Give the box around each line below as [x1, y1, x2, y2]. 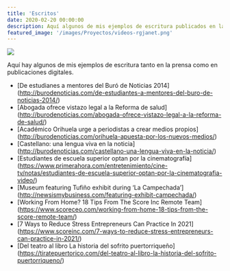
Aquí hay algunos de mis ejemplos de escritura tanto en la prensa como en [7, 61, 218, 69]
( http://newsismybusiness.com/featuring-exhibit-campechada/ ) [16, 191, 197, 199]
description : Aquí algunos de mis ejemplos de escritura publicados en [7, 23, 216, 30]
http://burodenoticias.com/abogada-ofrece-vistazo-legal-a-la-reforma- [19, 110, 222, 119]
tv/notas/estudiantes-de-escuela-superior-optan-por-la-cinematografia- [16, 169, 222, 177]
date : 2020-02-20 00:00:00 [7, 16, 84, 23]
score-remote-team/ [16, 213, 75, 221]
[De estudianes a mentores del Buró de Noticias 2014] [16, 82, 170, 90]
